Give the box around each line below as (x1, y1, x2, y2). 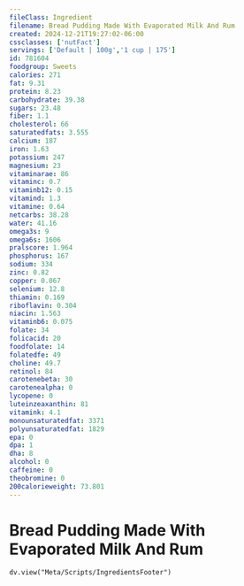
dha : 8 (9, 449, 34, 459)
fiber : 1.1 (9, 112, 50, 120)
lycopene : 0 (9, 391, 53, 401)
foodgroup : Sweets (9, 63, 77, 72)
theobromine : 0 (9, 474, 65, 482)
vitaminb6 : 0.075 (9, 318, 73, 327)
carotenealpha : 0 (9, 383, 73, 392)
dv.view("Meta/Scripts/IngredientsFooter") (9, 568, 172, 577)
